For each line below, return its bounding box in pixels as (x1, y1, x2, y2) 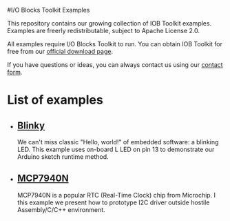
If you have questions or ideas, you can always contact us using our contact (7, 61, 223, 68)
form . (7, 68, 23, 76)
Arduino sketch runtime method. (17, 153, 109, 161)
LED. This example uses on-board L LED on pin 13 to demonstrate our (17, 145, 215, 153)
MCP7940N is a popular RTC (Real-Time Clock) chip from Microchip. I (17, 191, 216, 199)
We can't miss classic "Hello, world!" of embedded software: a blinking (17, 138, 219, 146)
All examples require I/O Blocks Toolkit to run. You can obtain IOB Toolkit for (7, 40, 222, 48)
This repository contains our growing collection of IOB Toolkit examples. (7, 19, 212, 27)
